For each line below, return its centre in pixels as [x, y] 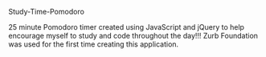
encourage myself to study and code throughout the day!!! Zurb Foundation [133, 36]
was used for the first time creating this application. [94, 44]
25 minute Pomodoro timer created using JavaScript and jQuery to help [127, 27]
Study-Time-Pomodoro [46, 12]
